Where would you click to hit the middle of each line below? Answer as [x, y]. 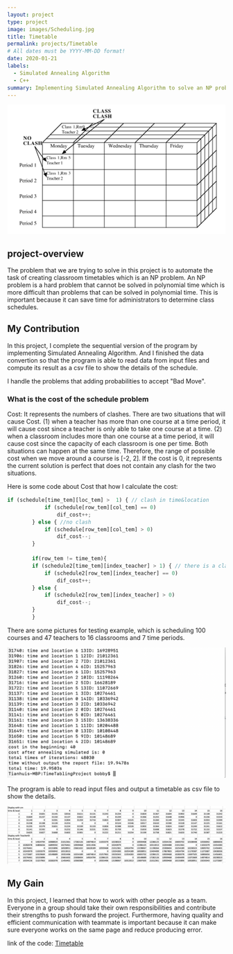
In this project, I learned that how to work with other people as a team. [107, 900]
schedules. [23, 307]
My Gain [26, 884]
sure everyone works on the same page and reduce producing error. [105, 930]
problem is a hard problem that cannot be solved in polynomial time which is [116, 285]
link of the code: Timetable [45, 943]
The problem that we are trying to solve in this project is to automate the [110, 270]
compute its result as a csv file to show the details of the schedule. [103, 367]
